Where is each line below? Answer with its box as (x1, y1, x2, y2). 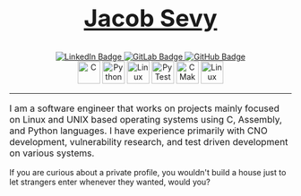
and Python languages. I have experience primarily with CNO (9, 124, 269, 137)
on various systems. (9, 147, 95, 159)
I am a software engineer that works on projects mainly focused (9, 102, 280, 115)
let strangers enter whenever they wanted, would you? (9, 176, 211, 187)
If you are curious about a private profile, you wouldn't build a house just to (9, 166, 287, 177)
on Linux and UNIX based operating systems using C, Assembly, (9, 113, 282, 125)
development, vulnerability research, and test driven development (9, 135, 288, 148)
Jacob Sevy (83, 3, 218, 32)
